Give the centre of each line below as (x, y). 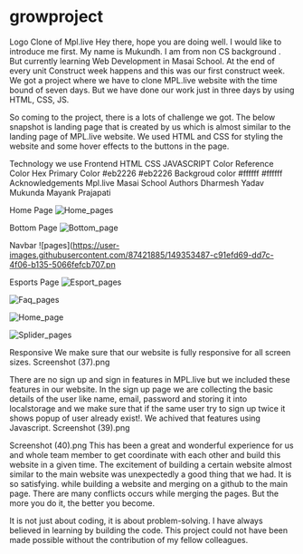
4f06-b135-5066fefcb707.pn (62, 264)
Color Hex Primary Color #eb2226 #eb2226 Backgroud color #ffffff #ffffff (146, 173)
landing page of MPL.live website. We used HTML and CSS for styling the (146, 136)
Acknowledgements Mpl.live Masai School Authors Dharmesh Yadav (137, 182)
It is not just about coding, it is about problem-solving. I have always (137, 520)
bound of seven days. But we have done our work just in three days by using (152, 90)
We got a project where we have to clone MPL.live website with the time (143, 80)
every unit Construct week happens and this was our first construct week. (147, 71)
